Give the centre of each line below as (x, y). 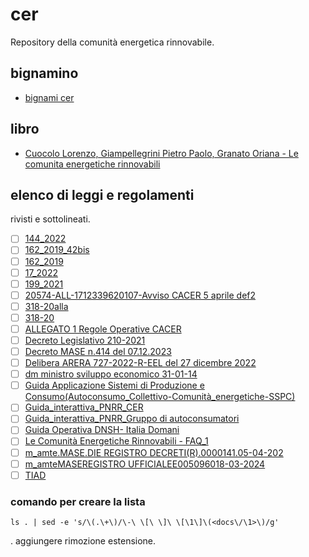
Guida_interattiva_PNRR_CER (84, 407)
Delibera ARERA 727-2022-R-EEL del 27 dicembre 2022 (140, 363)
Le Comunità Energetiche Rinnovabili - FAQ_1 (116, 441)
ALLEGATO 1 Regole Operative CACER (103, 329)
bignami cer (49, 97)
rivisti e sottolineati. (50, 219)
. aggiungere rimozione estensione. (83, 540)
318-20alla (46, 306)
